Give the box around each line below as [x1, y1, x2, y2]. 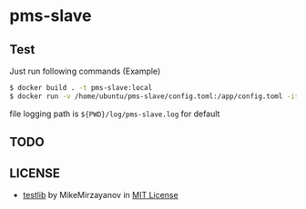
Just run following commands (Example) [9, 65, 161, 76]
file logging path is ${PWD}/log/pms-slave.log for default [9, 108, 220, 119]
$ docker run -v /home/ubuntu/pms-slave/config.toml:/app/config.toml [9, 92, 283, 101]
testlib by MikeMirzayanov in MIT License [22, 189, 179, 200]
